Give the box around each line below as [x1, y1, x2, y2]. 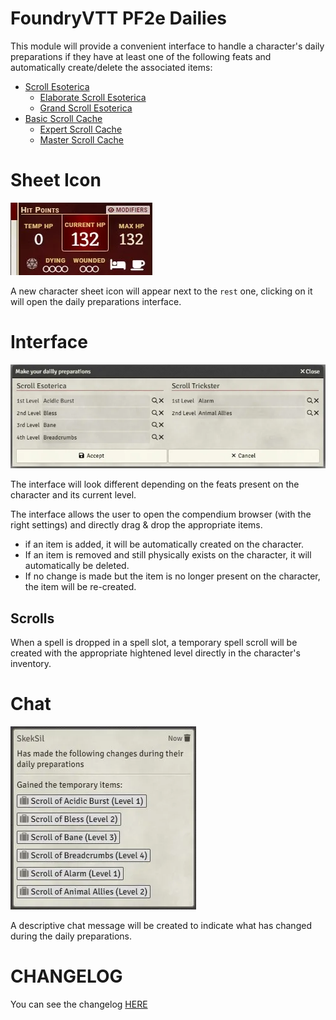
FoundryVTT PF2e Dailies [10, 7, 228, 30]
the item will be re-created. [24, 581, 137, 593]
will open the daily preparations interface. [10, 295, 182, 307]
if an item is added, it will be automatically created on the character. [24, 538, 305, 551]
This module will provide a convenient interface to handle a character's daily [10, 40, 325, 52]
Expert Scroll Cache [39, 123, 123, 135]
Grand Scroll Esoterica [39, 102, 133, 114]
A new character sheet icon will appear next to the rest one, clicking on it [10, 285, 313, 297]
